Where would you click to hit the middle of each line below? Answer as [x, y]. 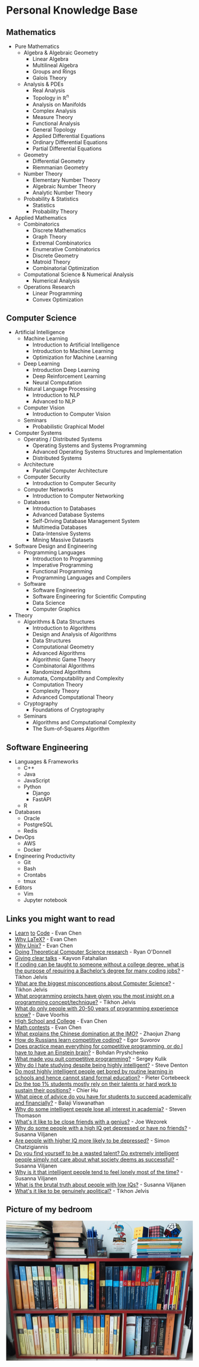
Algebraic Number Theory [64, 186]
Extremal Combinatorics [62, 243]
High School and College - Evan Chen [61, 1021]
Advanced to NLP [54, 402]
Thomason [28, 1116]
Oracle [32, 819]
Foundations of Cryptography [68, 710]
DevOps [25, 837]
